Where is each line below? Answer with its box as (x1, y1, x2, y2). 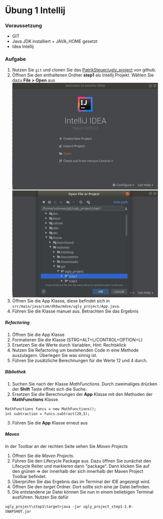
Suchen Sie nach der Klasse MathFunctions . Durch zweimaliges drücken (12, 381, 158, 387)
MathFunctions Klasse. (12, 397, 59, 403)
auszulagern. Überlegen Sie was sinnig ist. (12, 352, 98, 358)
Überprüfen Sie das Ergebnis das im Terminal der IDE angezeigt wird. (12, 479, 151, 484)
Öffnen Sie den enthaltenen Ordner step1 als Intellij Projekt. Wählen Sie (12, 72, 154, 78)
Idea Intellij (12, 44, 34, 50)
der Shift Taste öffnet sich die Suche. (12, 386, 87, 392)
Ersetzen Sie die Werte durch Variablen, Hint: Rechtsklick (12, 342, 127, 348)
